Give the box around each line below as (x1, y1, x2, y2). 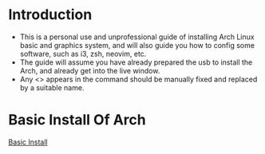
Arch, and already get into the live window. (19, 65, 160, 75)
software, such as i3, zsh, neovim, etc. (19, 49, 147, 58)
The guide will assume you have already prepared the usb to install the (19, 57, 253, 67)
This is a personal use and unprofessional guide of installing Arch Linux (19, 32, 255, 41)
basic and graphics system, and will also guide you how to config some (19, 40, 255, 49)
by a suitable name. (19, 82, 85, 93)
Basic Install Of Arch (8, 111, 146, 129)
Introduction (8, 6, 93, 24)
